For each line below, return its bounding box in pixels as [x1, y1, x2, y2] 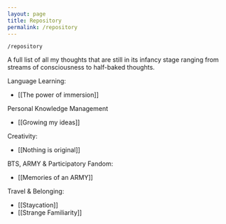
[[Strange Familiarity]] [17, 208, 82, 217]
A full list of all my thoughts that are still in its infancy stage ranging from [7, 55, 219, 64]
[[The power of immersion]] [17, 90, 99, 100]
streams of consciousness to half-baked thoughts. [7, 63, 155, 72]
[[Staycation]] [17, 201, 58, 210]
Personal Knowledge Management [7, 105, 109, 113]
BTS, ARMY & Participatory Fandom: [7, 159, 114, 168]
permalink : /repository [7, 23, 78, 31]
